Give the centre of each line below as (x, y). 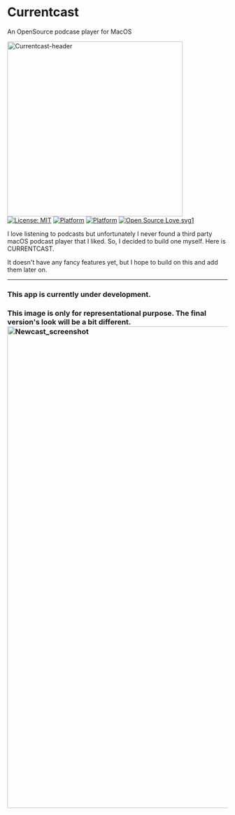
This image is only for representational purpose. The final (107, 313)
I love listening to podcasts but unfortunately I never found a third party (110, 234)
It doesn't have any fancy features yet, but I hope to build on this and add (113, 262)
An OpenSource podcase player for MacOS (70, 32)
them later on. (27, 270)
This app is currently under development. (79, 294)
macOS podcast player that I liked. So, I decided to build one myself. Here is (116, 241)
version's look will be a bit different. (69, 321)
